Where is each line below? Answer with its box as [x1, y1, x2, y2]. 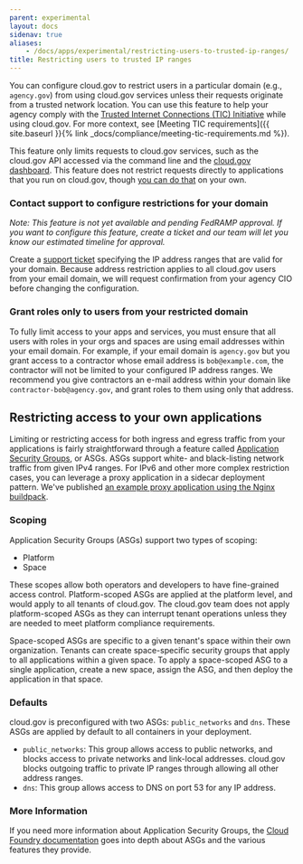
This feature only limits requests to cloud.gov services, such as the [9, 146, 260, 156]
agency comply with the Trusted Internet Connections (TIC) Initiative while [9, 109, 287, 119]
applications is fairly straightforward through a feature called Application [9, 444, 279, 455]
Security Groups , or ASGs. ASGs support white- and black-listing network [9, 453, 285, 464]
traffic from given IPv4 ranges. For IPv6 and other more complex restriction [9, 463, 289, 474]
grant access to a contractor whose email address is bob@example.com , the [9, 354, 284, 366]
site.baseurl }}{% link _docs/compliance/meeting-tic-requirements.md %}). [9, 128, 290, 138]
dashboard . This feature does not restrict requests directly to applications [9, 164, 284, 175]
